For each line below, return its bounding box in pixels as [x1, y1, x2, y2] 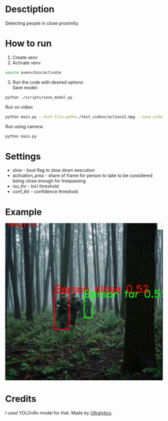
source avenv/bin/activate [5, 70, 61, 75]
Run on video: [5, 104, 34, 110]
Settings [5, 151, 41, 162]
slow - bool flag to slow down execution [12, 167, 95, 173]
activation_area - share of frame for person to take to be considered [12, 172, 153, 179]
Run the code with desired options [12, 79, 83, 85]
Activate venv [12, 59, 41, 66]
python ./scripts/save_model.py [5, 94, 72, 100]
